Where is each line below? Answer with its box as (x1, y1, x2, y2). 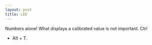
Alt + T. (12, 35, 28, 41)
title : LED (5, 12, 28, 17)
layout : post (5, 7, 32, 12)
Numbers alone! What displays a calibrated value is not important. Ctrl (5, 25, 148, 31)
